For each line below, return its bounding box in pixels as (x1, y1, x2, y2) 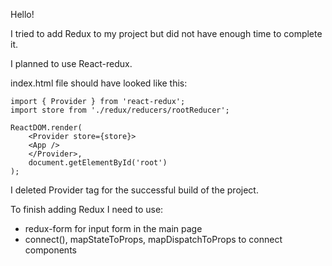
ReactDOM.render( (10, 123, 83, 133)
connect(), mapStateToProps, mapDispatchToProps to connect (24, 234, 283, 245)
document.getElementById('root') (28, 158, 168, 168)
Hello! (10, 9, 35, 20)
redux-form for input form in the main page (24, 223, 203, 234)
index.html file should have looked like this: (10, 77, 188, 89)
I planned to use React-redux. (10, 58, 133, 69)
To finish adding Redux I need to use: (10, 204, 164, 215)
